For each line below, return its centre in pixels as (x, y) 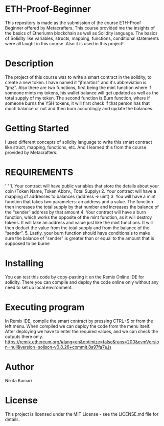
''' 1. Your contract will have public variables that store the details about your (82, 186)
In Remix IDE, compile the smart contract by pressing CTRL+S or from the (79, 321)
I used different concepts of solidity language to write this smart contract (79, 142)
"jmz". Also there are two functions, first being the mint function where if (78, 88)
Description (29, 64)
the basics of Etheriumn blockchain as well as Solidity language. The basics (81, 33)
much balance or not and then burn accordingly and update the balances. (79, 108)
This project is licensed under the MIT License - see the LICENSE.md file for (82, 414)
